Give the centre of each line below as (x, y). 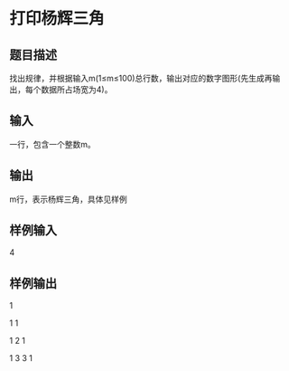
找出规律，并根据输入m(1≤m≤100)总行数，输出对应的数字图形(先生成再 (141, 78)
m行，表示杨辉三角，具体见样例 (69, 199)
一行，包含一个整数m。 (53, 144)
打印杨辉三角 (57, 19)
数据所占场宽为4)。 (76, 90)
